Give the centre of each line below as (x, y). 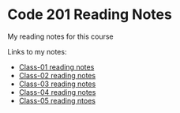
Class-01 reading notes (56, 67)
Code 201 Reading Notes (90, 15)
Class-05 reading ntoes (57, 100)
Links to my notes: (37, 51)
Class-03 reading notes (57, 84)
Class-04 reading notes (57, 92)
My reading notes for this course (60, 36)
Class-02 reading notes (57, 75)
